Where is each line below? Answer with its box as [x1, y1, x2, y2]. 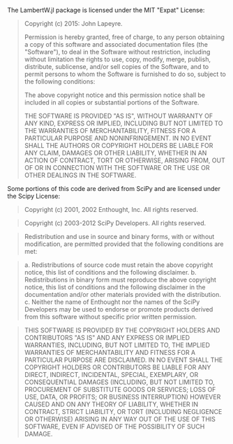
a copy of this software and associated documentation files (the [24, 40, 208, 48]
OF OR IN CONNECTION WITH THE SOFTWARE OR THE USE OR [24, 164, 210, 171]
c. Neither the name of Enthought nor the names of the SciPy [24, 298, 200, 306]
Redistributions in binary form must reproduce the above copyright [24, 275, 216, 284]
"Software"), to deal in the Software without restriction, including [24, 48, 211, 56]
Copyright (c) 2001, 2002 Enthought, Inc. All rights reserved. [24, 206, 199, 213]
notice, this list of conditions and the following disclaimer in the [24, 283, 206, 291]
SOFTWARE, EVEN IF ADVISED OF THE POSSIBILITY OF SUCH [24, 422, 205, 431]
